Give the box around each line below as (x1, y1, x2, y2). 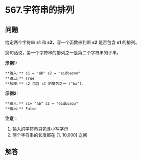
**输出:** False (5, 106, 37, 111)
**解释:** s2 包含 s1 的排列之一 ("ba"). (5, 81, 84, 86)
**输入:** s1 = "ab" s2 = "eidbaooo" (5, 71, 81, 76)
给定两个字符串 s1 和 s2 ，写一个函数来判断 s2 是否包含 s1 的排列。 (5, 40, 140, 45)
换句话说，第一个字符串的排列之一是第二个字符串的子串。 (5, 50, 121, 55)
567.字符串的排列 (5, 4, 74, 16)
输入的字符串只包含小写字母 (12, 126, 69, 132)
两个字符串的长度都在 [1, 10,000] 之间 (12, 132, 87, 137)
